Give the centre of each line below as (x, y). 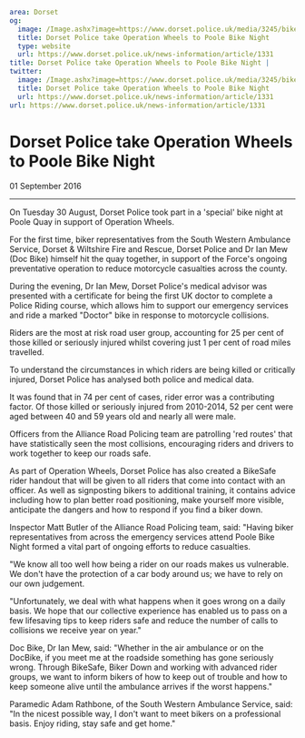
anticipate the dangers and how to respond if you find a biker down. (136, 510)
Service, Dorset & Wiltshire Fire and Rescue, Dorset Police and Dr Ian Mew (149, 249)
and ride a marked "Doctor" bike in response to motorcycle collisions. (139, 315)
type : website (44, 46)
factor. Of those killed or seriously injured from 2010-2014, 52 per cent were (151, 407)
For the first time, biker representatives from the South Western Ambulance (150, 239)
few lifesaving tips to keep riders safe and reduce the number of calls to (144, 621)
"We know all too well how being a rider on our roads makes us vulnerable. (149, 564)
